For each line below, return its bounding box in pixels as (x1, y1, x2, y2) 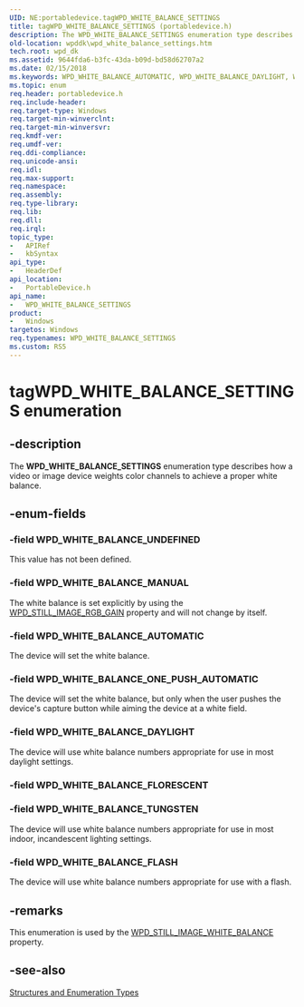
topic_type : (9, 232, 54, 241)
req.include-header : (9, 97, 88, 107)
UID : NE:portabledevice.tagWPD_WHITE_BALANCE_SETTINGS (9, 13, 221, 23)
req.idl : (9, 165, 43, 174)
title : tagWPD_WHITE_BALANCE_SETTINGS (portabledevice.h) (9, 22, 233, 31)
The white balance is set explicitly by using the (9, 597, 184, 608)
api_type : (9, 258, 47, 268)
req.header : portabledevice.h (9, 89, 124, 98)
